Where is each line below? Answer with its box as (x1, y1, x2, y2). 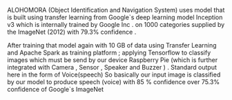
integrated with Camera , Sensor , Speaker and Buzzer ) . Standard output (7, 63, 217, 71)
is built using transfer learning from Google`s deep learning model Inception (7, 13, 223, 21)
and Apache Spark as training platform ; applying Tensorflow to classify (7, 48, 211, 57)
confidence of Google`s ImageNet (7, 86, 104, 93)
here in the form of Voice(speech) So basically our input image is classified (7, 70, 221, 79)
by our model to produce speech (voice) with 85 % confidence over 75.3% (7, 78, 220, 86)
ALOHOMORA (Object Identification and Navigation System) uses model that (7, 6, 225, 14)
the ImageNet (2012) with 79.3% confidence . (7, 28, 137, 36)
